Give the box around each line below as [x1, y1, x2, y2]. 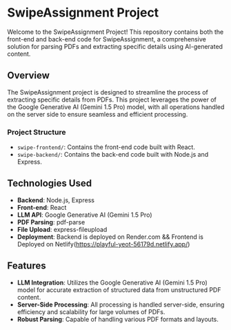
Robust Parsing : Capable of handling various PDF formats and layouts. [17, 315, 219, 323]
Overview [7, 70, 50, 81]
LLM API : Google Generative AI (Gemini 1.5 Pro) [17, 211, 152, 219]
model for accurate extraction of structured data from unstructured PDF [17, 285, 221, 294]
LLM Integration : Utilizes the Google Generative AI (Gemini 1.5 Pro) [17, 278, 208, 287]
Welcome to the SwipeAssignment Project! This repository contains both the [7, 28, 224, 36]
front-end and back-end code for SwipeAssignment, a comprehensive [7, 35, 207, 43]
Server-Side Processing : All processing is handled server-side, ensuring [17, 300, 225, 309]
